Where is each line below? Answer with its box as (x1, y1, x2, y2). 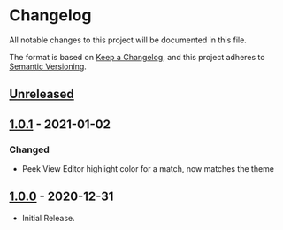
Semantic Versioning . (9, 61, 87, 72)
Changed (9, 143, 50, 156)
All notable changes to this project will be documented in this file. (9, 34, 248, 45)
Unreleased (9, 87, 75, 102)
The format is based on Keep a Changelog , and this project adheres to (9, 51, 265, 62)
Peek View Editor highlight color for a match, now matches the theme (21, 164, 275, 174)
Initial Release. (21, 212, 75, 223)
